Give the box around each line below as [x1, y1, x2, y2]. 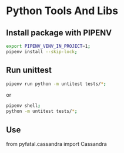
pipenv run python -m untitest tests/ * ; [6, 81, 107, 87]
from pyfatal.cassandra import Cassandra [6, 141, 107, 147]
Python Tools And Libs [6, 4, 119, 18]
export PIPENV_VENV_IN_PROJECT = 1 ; [6, 43, 91, 49]
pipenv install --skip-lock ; [6, 48, 78, 54]
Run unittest [6, 65, 52, 75]
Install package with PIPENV [6, 28, 112, 38]
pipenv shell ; [6, 103, 41, 109]
